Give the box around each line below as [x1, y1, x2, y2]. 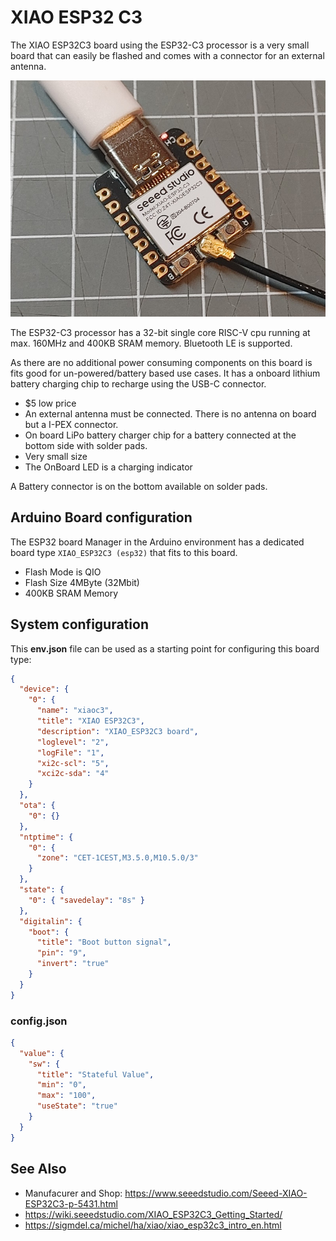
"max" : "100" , [36, 1091, 97, 1101]
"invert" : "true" [36, 959, 110, 969]
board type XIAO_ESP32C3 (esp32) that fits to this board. [10, 546, 238, 558]
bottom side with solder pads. [24, 439, 148, 451]
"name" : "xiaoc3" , [36, 706, 114, 716]
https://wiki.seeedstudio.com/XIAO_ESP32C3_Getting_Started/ [24, 1208, 283, 1220]
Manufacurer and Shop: [24, 1187, 123, 1199]
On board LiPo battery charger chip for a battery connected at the [24, 429, 297, 441]
